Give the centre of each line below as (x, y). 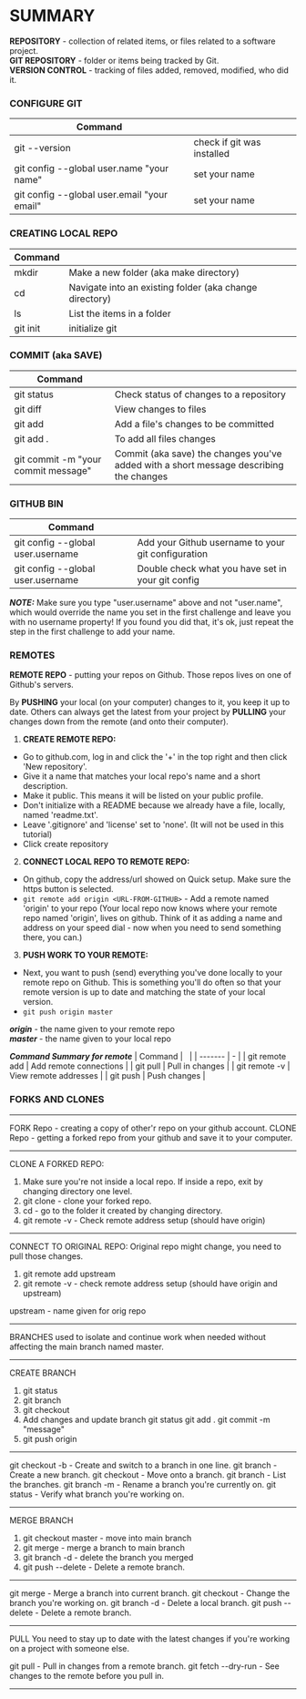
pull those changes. (46, 1256)
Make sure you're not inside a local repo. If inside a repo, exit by (143, 1182)
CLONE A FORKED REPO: (57, 1163)
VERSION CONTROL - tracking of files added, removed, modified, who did (149, 70)
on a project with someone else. (70, 1648)
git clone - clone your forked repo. (87, 1201)
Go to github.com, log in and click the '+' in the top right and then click (155, 757)
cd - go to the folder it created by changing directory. (122, 1210)
